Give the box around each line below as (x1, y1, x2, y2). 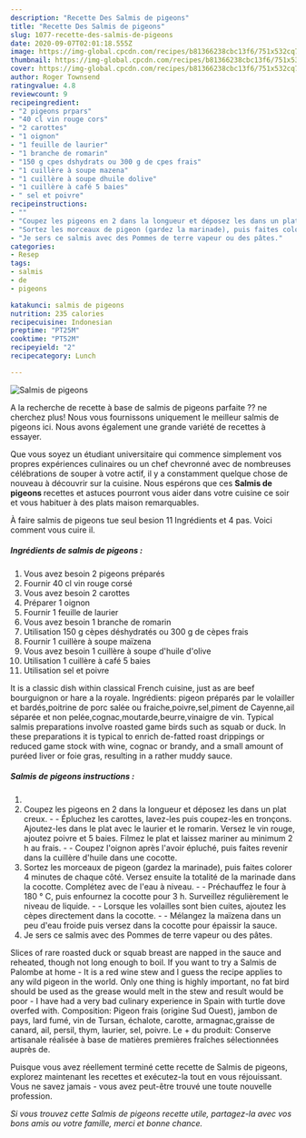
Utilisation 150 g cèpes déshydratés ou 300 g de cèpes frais (23, 625, 249, 637)
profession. (10, 1090, 53, 1102)
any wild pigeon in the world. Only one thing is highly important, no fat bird (10, 976, 290, 987)
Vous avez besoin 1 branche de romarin (23, 616, 172, 627)
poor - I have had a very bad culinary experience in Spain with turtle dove (10, 995, 286, 1006)
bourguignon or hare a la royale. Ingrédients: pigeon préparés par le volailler (10, 692, 295, 703)
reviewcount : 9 (10, 89, 68, 98)
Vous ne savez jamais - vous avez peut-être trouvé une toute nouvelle (10, 1081, 272, 1092)
